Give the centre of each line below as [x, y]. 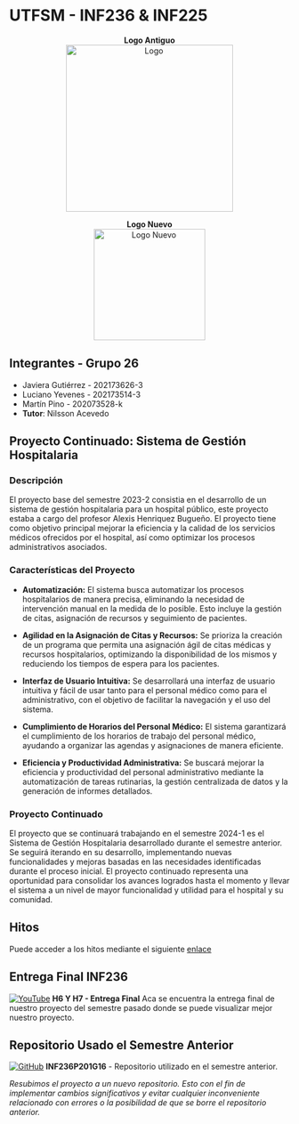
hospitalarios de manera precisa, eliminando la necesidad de [133, 599]
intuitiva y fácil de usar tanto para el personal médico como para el [144, 690]
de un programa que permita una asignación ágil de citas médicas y [146, 644]
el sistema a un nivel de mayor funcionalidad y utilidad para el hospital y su [146, 890]
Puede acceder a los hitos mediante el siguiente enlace [110, 949]
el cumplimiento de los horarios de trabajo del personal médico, [139, 736]
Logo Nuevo [149, 224]
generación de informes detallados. [87, 791]
